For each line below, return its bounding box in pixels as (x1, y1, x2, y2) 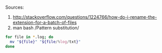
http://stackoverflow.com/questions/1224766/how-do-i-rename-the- (12, 14, 157, 20)
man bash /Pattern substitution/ (12, 25, 79, 31)
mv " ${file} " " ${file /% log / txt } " (10, 39, 81, 44)
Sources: (5, 5, 24, 10)
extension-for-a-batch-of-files (12, 20, 77, 25)
